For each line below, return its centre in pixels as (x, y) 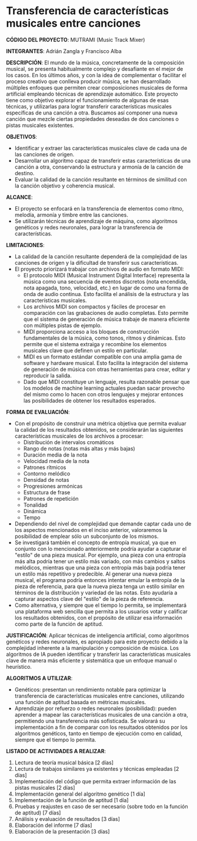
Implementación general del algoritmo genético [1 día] (80, 794)
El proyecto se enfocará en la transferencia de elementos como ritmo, (99, 208)
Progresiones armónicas (53, 486)
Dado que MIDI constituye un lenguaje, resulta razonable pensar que (106, 382)
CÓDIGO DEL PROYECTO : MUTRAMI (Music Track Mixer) (76, 40)
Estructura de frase (47, 492)
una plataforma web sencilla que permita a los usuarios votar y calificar (101, 611)
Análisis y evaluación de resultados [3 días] (67, 819)
